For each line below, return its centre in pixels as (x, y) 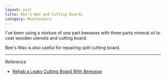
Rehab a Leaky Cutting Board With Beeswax (57, 72)
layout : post (19, 10)
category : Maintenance (28, 19)
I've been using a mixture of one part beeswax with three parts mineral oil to (83, 33)
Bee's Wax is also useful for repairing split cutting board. (63, 48)
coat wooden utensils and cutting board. (46, 38)
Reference (16, 62)
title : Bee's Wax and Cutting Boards (44, 14)
